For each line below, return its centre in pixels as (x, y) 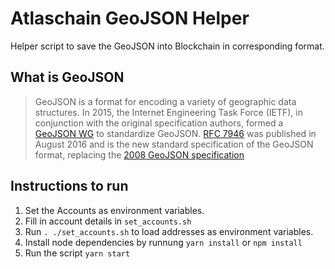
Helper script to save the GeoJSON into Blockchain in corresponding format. (167, 46)
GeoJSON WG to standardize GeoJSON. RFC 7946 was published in (175, 133)
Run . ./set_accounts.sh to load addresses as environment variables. (169, 231)
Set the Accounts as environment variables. (114, 210)
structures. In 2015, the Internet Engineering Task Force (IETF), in (168, 112)
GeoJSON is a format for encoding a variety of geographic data (165, 101)
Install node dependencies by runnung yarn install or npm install (163, 242)
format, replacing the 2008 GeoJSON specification (139, 154)
